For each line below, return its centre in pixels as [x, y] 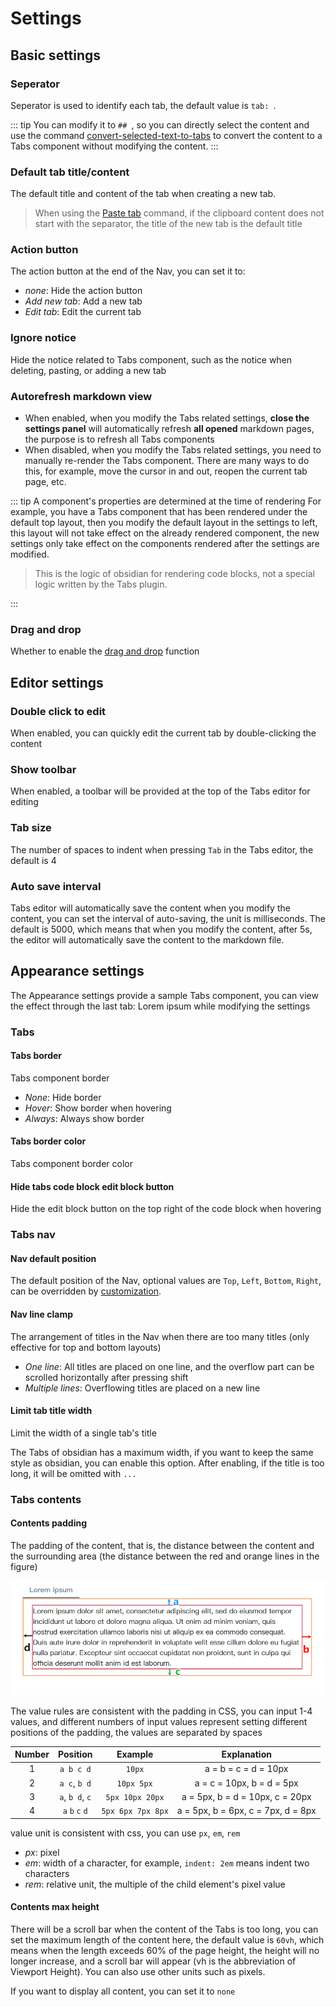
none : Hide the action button [83, 291]
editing [24, 802]
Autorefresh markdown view [81, 396]
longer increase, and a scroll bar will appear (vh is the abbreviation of [153, 1961]
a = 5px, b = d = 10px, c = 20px [246, 1796]
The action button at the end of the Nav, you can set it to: [128, 271]
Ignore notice [43, 338]
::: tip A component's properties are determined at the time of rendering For [166, 501]
